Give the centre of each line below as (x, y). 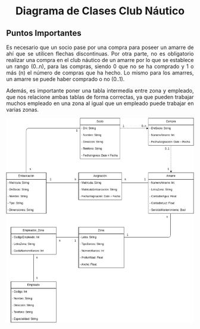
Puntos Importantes (44, 33)
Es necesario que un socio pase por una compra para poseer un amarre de (100, 47)
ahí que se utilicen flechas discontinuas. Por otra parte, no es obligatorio (100, 54)
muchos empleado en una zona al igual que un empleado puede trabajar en (100, 103)
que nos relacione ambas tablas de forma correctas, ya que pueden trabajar (100, 97)
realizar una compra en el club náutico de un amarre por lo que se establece (100, 60)
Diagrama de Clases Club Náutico (100, 11)
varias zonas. (23, 110)
